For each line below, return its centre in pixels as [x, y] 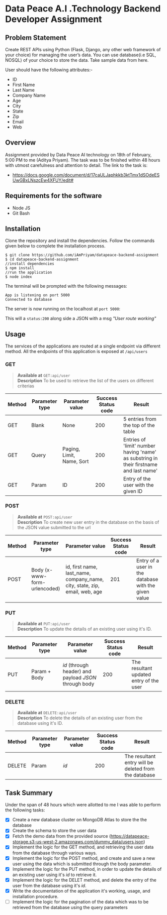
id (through [76, 665]
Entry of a [148, 561]
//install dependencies [30, 264]
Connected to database [29, 300]
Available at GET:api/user [44, 375]
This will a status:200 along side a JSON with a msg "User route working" [81, 319]
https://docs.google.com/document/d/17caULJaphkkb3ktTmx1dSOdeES [86, 175]
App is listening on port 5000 [38, 295]
